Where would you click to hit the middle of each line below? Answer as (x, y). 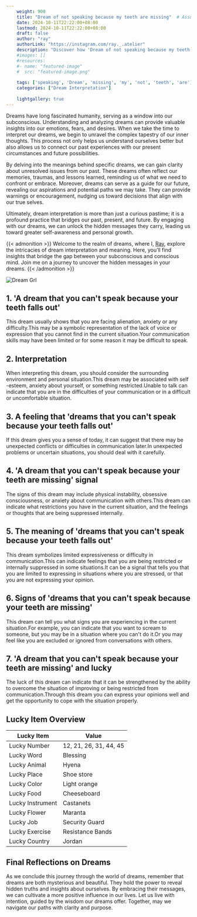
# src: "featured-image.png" (54, 72)
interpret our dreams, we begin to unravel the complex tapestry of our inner (97, 134)
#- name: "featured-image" (50, 66)
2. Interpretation (37, 359)
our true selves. (25, 202)
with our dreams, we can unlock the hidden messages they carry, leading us (98, 226)
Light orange (80, 784)
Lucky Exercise (30, 832)
